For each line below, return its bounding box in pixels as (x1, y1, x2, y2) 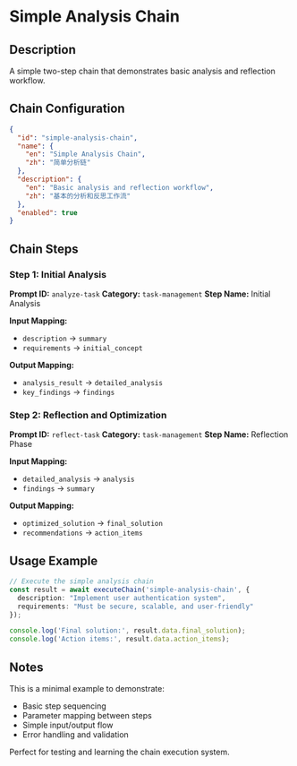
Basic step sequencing (21, 701, 107, 711)
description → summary (21, 333, 107, 343)
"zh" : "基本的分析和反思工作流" (25, 191, 132, 201)
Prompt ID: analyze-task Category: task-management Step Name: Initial (9, 288, 271, 299)
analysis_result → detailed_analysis (21, 377, 164, 387)
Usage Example (9, 553, 98, 568)
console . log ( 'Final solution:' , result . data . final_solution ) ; (9, 626, 246, 635)
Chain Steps (9, 241, 79, 256)
